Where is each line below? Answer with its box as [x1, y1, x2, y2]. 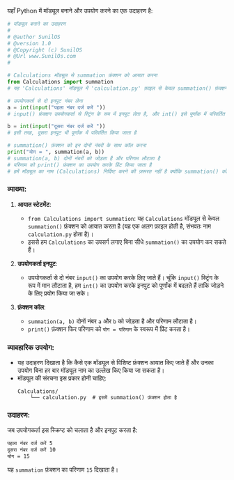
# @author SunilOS [7, 33, 61, 40]
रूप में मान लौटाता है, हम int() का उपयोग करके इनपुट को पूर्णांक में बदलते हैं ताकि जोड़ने [27, 281, 224, 289]
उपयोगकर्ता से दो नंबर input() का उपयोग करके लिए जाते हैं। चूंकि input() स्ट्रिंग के [27, 273, 219, 281]
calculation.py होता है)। [27, 230, 94, 238]
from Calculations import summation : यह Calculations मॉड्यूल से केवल [27, 214, 220, 222]
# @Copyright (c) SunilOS [7, 46, 82, 54]
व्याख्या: [7, 185, 27, 194]
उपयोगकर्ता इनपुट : [17, 259, 58, 268]
